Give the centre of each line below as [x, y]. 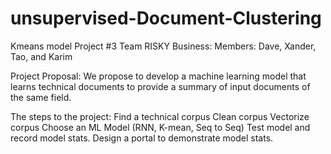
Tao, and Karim [41, 56]
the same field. [41, 97]
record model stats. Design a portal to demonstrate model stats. [142, 138]
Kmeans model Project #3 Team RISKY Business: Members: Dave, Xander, [163, 46]
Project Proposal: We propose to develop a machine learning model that [158, 76]
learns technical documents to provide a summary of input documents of [160, 86]
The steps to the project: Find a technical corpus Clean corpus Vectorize [160, 116]
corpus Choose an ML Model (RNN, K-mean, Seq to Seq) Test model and [160, 127]
